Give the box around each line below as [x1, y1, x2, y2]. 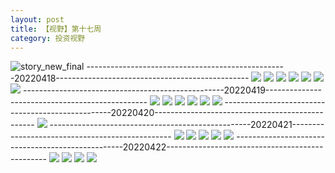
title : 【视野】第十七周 [10, 24, 102, 34]
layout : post [10, 14, 65, 25]
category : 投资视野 [10, 33, 86, 43]
